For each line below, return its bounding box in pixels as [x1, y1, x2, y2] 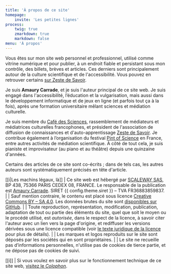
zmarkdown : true [14, 31, 50, 36]
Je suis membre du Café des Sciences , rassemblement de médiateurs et [5, 119, 159, 125]
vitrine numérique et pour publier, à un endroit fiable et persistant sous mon [5, 60, 165, 67]
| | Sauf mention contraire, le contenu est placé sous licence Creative [5, 193, 151, 199]
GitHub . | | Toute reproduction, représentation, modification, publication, [5, 204, 158, 210]
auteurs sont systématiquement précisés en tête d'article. [5, 166, 127, 172]
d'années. [5, 151, 27, 157]
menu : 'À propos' [5, 41, 43, 46]
